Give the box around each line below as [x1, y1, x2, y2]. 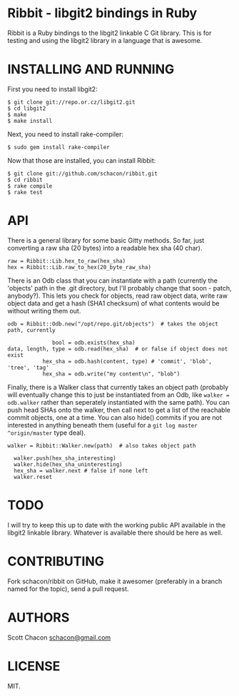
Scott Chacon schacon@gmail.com [7, 633, 111, 642]
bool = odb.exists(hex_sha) [52, 339, 136, 346]
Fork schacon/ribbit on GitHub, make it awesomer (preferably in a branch [7, 577, 223, 585]
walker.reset [14, 473, 53, 480]
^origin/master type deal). [7, 428, 86, 437]
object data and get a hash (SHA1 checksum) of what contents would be [7, 298, 220, 308]
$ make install [7, 117, 53, 124]
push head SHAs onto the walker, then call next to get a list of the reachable [7, 405, 230, 414]
